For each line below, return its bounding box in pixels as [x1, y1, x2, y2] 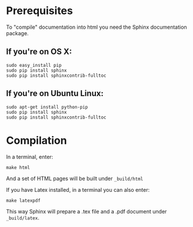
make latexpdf [6, 198, 41, 204]
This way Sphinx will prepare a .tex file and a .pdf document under [6, 208, 167, 215]
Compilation [6, 134, 67, 147]
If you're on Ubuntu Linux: [6, 89, 104, 99]
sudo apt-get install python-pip [6, 104, 88, 110]
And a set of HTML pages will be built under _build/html [6, 175, 144, 182]
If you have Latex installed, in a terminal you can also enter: [6, 186, 150, 193]
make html [6, 164, 31, 171]
